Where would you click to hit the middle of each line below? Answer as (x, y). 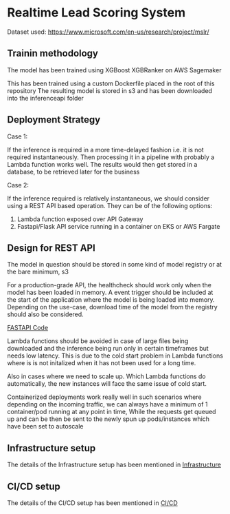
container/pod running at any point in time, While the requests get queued (112, 412)
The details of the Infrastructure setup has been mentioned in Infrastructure (114, 465)
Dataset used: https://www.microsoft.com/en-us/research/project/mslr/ (108, 32)
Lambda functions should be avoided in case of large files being (98, 341)
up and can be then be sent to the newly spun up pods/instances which (108, 419)
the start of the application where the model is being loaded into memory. (111, 300)
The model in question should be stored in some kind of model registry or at (114, 265)
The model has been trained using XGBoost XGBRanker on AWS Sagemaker (114, 70)
